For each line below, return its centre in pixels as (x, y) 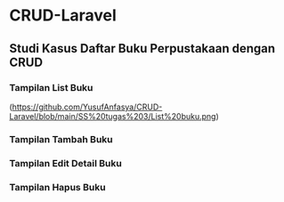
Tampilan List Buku (51, 87)
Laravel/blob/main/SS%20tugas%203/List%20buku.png (113, 116)
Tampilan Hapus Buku (57, 187)
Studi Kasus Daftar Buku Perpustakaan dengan (142, 48)
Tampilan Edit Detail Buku (65, 163)
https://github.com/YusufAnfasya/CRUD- (87, 107)
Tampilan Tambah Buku (61, 139)
